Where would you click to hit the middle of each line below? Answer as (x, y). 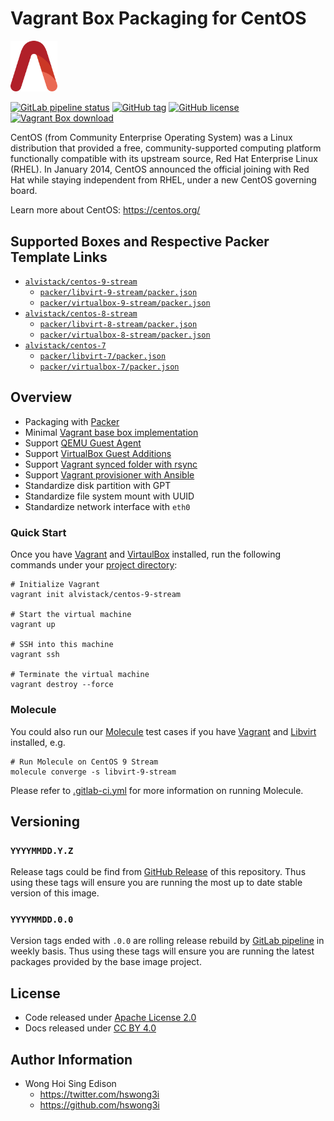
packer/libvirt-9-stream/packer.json (118, 293)
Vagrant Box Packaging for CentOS (158, 18)
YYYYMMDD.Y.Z (42, 850)
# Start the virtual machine (71, 615)
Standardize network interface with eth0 (107, 506)
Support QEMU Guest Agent (83, 443)
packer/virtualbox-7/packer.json (109, 367)
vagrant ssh (35, 655)
